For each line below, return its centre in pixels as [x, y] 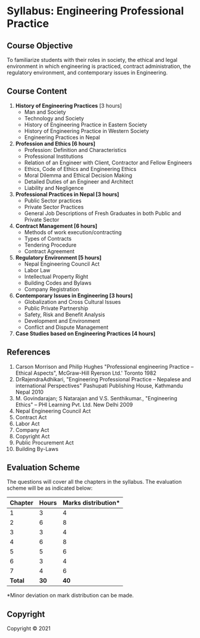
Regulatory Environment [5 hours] [58, 257]
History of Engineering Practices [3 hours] [68, 105]
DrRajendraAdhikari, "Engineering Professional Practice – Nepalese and [103, 379]
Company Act [32, 430]
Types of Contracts [48, 238]
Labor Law [37, 270]
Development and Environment [62, 320]
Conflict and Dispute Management [66, 327]
